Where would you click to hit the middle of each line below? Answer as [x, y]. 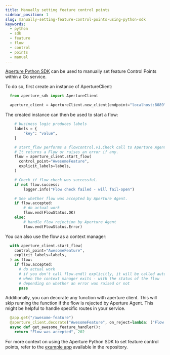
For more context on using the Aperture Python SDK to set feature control [82, 341]
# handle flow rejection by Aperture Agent [70, 222]
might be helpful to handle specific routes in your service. [65, 308]
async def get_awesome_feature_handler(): [55, 327]
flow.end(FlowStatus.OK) [50, 213]
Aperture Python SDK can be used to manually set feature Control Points [81, 71]
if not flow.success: [37, 185]
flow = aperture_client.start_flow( [53, 157]
